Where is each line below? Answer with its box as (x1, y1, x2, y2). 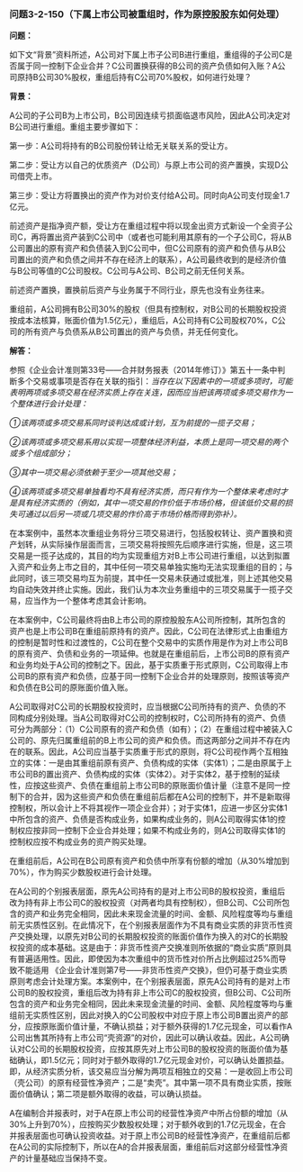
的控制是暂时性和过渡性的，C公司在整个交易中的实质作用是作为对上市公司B (9, 637, 289, 648)
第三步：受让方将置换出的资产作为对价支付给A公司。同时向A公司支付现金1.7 (9, 190, 290, 201)
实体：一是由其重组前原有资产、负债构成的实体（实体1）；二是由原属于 (24, 758, 285, 768)
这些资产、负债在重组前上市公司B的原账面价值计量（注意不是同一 (40, 780, 283, 791)
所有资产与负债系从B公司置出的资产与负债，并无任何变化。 (24, 326, 244, 337)
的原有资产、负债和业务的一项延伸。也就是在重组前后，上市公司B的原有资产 (9, 649, 290, 659)
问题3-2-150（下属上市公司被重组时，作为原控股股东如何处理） (9, 7, 285, 20)
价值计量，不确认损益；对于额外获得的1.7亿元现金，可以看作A (64, 1021, 293, 1032)
